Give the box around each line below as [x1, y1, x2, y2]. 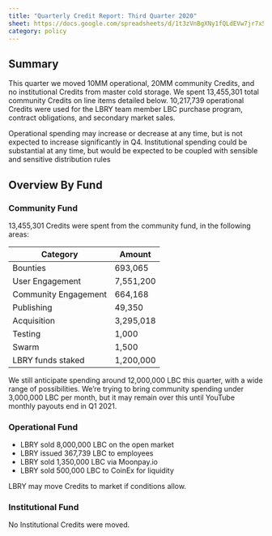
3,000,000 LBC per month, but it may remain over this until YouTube [8, 392, 236, 402]
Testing [12, 328, 41, 339]
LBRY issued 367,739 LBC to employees [19, 448, 154, 458]
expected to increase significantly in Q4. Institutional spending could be [8, 137, 248, 147]
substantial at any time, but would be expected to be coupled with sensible [8, 146, 258, 156]
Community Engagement [12, 289, 107, 300]
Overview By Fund [8, 178, 103, 191]
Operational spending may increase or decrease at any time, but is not [8, 129, 243, 139]
